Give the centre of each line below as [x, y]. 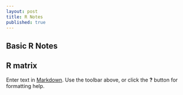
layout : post [22, 11]
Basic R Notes [32, 46]
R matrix [22, 66]
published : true [26, 22]
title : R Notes [25, 17]
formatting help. [26, 86]
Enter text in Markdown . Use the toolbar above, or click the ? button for [92, 80]
